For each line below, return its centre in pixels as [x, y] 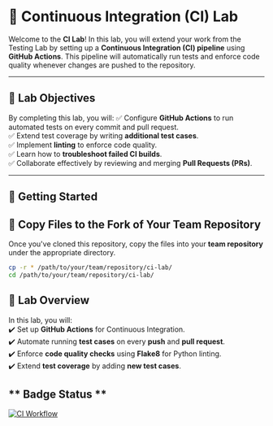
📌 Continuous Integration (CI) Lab [123, 17]
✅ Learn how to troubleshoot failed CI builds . [85, 154]
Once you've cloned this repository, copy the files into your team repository [136, 244]
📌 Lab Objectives [52, 98]
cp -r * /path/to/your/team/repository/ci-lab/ [91, 267]
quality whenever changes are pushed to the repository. [102, 65]
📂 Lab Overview [49, 300]
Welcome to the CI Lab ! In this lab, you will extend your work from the [125, 39]
